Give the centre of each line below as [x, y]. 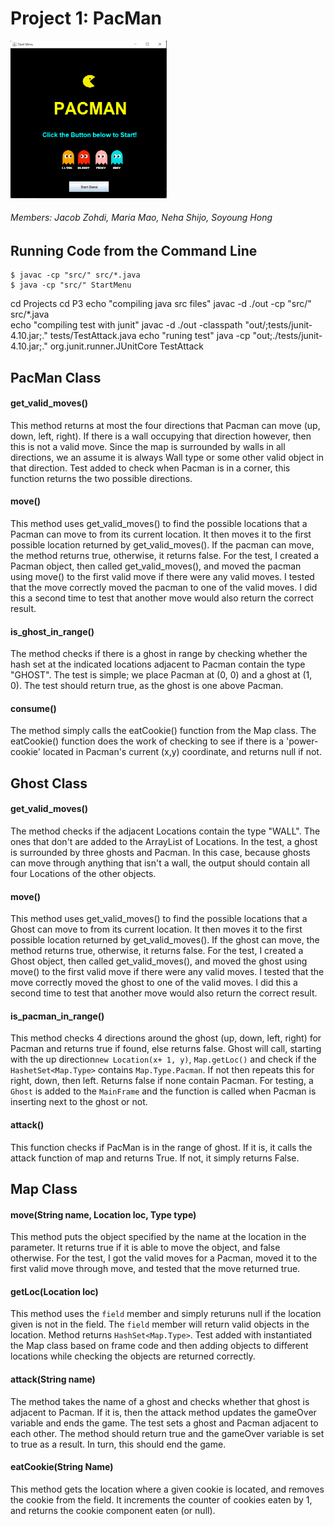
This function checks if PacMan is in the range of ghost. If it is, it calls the [161, 1147]
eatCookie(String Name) [62, 1467]
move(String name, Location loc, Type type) [103, 1214]
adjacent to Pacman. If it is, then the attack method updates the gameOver [163, 1412]
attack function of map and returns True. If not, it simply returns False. [155, 1158]
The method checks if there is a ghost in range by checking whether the [159, 654]
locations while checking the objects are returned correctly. [133, 1356]
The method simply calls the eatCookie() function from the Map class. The [163, 731]
